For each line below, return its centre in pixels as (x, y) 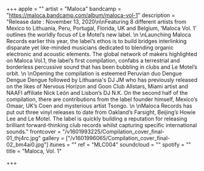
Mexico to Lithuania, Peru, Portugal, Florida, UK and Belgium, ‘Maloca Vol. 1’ (101, 28)
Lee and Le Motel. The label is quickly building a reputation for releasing (97, 119)
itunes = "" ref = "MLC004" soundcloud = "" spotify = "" (120, 145)
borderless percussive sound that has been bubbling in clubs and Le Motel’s (102, 67)
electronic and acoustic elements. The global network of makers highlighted (102, 54)
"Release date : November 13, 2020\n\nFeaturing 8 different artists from (97, 22)
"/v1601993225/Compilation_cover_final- (114, 131)
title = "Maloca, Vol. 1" (34, 151)
